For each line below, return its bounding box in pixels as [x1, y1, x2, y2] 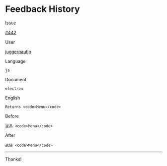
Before [5, 113, 19, 119]
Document [5, 76, 27, 82]
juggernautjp [5, 49, 31, 55]
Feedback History [5, 3, 81, 15]
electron [5, 86, 23, 91]
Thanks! [5, 156, 22, 162]
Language [5, 58, 26, 64]
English [5, 95, 20, 101]
